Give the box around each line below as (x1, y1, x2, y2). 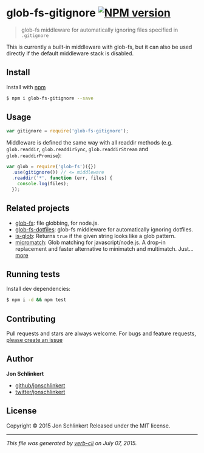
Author (6, 354, 33, 364)
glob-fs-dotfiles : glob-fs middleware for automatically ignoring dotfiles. (15, 225, 193, 233)
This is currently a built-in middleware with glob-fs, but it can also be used (6, 43, 192, 50)
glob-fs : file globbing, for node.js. (15, 219, 99, 226)
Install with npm (6, 83, 46, 90)
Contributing (6, 313, 56, 324)
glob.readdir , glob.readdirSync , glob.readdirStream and (6, 146, 149, 153)
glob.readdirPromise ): (6, 152, 62, 159)
